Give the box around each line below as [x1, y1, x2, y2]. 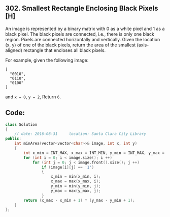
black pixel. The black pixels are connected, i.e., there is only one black [5, 31, 155, 37]
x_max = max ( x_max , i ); [50, 179, 101, 184]
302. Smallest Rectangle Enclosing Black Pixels [5, 4, 158, 13]
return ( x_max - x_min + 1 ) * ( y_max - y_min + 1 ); [23, 198, 135, 203]
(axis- [137, 42, 149, 48]
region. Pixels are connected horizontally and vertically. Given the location [5, 36, 160, 42]
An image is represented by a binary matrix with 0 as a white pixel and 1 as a [5, 25, 165, 32]
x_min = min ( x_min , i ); [50, 174, 101, 179]
